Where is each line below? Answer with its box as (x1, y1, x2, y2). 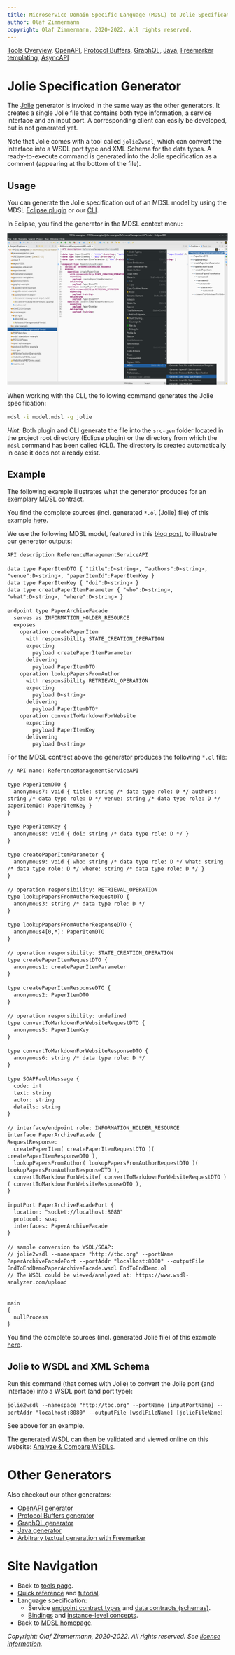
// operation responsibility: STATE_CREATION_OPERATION (7, 949, 173, 956)
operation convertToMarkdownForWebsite (20, 712, 136, 720)
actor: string (13, 1097, 55, 1104)
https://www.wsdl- (135, 1272, 190, 1279)
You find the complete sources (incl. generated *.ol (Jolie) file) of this (7, 508, 210, 516)
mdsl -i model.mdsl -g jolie (7, 413, 92, 420)
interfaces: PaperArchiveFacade (13, 1223, 108, 1230)
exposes (13, 621, 36, 629)
